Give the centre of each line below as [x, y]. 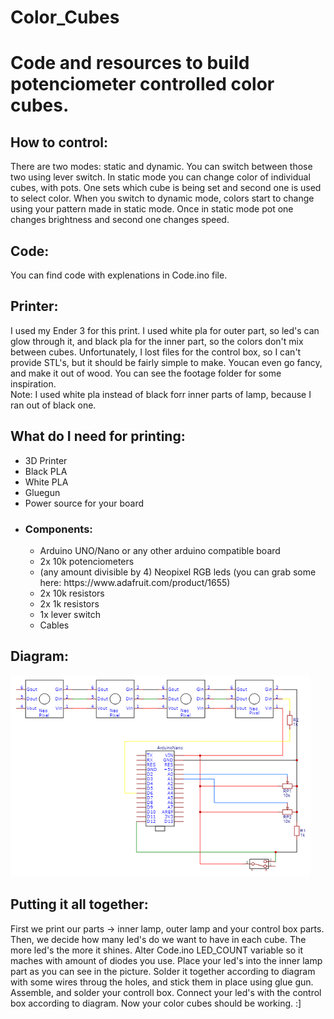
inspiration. [33, 383]
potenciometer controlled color [142, 84]
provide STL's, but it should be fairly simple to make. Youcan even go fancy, [166, 362]
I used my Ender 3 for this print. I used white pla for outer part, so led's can [165, 330]
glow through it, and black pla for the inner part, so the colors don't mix [157, 341]
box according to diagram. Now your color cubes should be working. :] [156, 1003]
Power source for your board [84, 503]
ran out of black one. [53, 405]
